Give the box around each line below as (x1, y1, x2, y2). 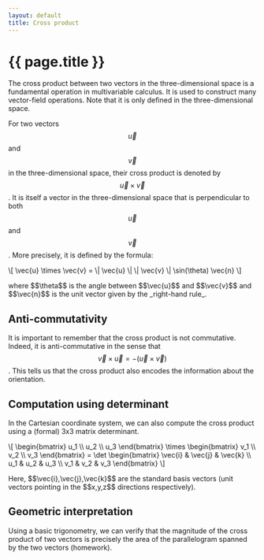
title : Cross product (8, 19, 80, 27)
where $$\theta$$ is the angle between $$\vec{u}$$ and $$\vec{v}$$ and (8, 281, 252, 291)
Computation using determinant (8, 397, 169, 410)
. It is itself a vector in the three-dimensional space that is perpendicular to (8, 193, 250, 202)
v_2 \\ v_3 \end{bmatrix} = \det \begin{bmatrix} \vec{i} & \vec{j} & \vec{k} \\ (8, 451, 251, 460)
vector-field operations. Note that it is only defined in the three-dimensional (8, 95, 254, 105)
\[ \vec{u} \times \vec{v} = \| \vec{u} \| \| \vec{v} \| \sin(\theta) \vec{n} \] (8, 265, 242, 276)
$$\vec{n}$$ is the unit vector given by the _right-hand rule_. (8, 289, 207, 299)
